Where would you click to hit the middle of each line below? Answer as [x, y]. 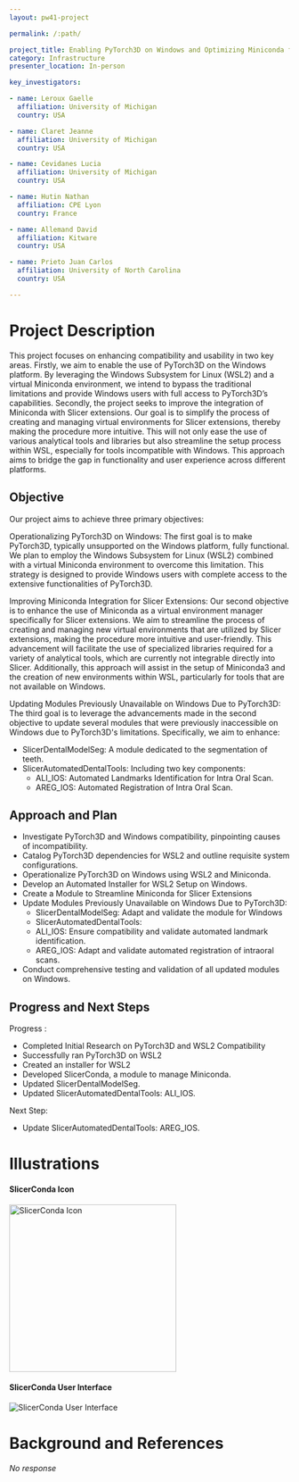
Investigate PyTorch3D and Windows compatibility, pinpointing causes [151, 837]
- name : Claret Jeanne [51, 131]
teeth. [33, 759]
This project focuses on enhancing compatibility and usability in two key [141, 355]
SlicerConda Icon [42, 1189]
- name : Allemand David [53, 229]
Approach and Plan [63, 815]
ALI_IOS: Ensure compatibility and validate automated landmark [152, 932]
